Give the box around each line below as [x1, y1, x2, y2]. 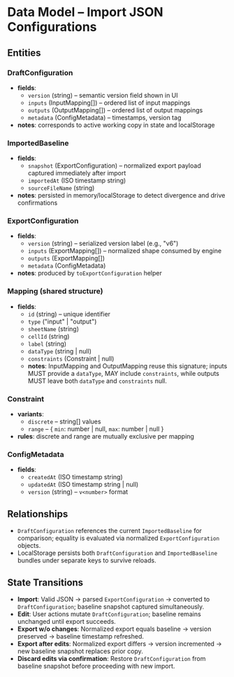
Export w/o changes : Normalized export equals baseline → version [17, 625, 212, 633]
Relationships [7, 508, 68, 520]
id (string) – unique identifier [27, 310, 110, 318]
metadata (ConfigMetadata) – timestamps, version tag [27, 113, 182, 122]
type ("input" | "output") [27, 317, 97, 326]
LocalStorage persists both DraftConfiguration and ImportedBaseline [17, 549, 218, 558]
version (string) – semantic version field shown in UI [27, 91, 178, 99]
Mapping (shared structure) [7, 286, 103, 296]
